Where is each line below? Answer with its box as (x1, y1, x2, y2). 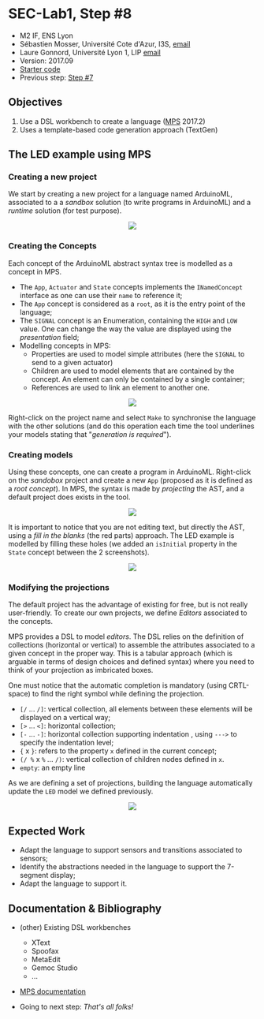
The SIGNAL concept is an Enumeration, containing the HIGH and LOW (19, 315, 238, 325)
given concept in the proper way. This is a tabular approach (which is (8, 648, 232, 659)
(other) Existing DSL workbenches (19, 922, 132, 931)
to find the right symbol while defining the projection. (32, 689, 205, 699)
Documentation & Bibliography (8, 901, 162, 915)
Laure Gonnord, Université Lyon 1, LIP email (19, 47, 162, 57)
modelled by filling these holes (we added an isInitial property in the (8, 539, 238, 549)
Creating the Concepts (8, 241, 97, 252)
